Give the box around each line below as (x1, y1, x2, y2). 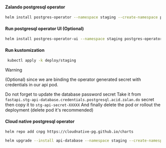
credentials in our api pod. (5, 82, 58, 88)
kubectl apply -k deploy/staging (7, 58, 77, 63)
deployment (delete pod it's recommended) (5, 107, 94, 113)
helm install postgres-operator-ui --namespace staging (5, 37, 123, 41)
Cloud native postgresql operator (5, 118, 75, 124)
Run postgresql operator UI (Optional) (5, 25, 84, 32)
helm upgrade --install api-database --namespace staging (5, 138, 127, 143)
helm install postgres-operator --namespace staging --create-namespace (5, 15, 158, 20)
